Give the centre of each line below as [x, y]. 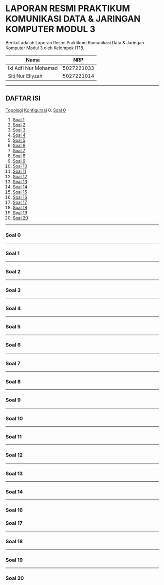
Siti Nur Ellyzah [25, 76]
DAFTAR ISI [23, 99]
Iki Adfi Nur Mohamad [33, 68]
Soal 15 [20, 192]
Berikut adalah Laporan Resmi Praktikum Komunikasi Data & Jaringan [75, 42]
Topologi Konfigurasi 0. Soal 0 [36, 110]
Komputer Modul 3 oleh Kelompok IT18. [45, 48]
